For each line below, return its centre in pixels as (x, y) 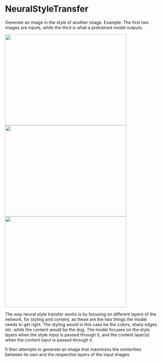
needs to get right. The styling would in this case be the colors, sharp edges (81, 324)
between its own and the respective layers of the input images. (68, 354)
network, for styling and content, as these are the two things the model (76, 319)
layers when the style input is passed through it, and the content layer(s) (77, 335)
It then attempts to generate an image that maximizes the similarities (73, 349)
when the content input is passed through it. (49, 340)
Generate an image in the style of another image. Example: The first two (77, 22)
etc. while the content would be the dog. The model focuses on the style (77, 329)
